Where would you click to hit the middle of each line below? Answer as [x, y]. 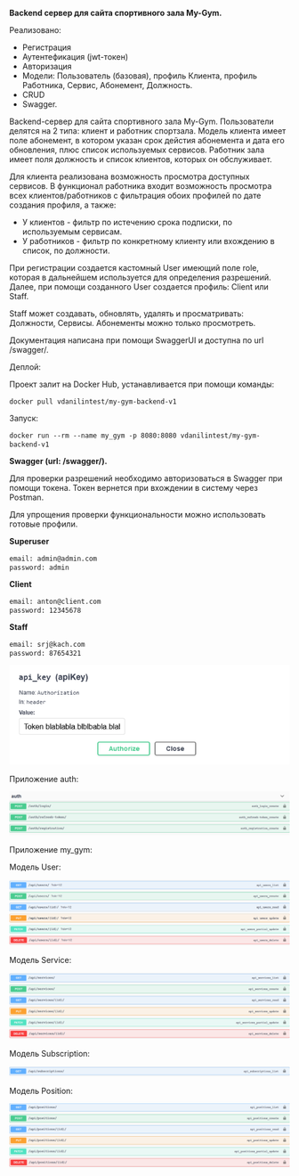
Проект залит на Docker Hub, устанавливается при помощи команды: [142, 384]
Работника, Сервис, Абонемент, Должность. [107, 85]
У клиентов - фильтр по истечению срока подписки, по [127, 222]
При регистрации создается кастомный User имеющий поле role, [134, 268]
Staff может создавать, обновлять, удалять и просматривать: [127, 314]
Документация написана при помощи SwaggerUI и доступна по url [137, 340]
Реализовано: [36, 30]
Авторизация [47, 66]
